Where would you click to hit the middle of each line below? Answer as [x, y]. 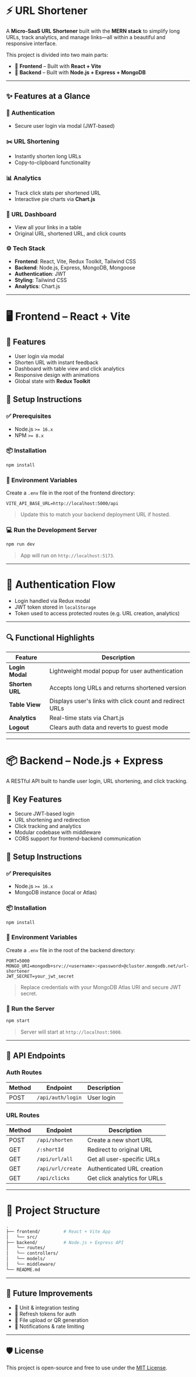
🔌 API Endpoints [36, 1056]
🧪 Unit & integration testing [47, 1307]
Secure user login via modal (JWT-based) [64, 125]
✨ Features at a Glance [48, 96]
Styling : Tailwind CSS [41, 280]
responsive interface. [32, 43]
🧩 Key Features [34, 800]
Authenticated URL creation [125, 1168]
